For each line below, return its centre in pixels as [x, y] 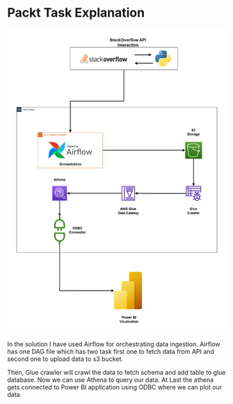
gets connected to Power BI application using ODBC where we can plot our [115, 387]
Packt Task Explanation [76, 13]
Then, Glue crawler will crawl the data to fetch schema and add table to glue [116, 373]
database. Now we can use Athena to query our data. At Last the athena [111, 380]
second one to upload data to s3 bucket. [65, 359]
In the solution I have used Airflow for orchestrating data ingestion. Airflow [114, 344]
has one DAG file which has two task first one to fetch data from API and [111, 352]
